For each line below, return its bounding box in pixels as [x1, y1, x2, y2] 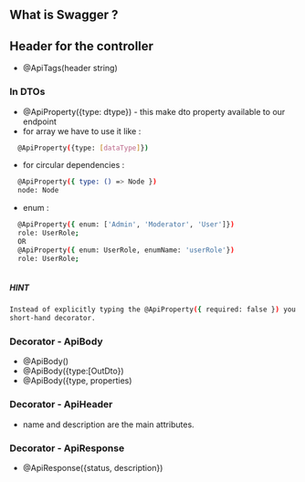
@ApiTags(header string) [22, 63, 119, 74]
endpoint [22, 116, 58, 127]
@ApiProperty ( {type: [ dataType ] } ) [17, 143, 149, 152]
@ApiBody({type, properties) [22, 375, 132, 386]
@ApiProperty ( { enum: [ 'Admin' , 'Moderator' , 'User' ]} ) [17, 220, 235, 229]
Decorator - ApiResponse [9, 442, 125, 455]
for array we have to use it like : [22, 125, 142, 136]
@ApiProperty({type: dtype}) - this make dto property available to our [22, 106, 286, 117]
